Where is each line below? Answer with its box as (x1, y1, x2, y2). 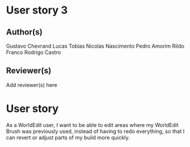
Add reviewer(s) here (6, 81, 58, 88)
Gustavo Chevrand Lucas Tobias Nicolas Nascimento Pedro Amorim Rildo (6, 42, 185, 49)
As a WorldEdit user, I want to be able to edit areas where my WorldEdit (6, 121, 179, 128)
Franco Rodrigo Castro (6, 49, 61, 56)
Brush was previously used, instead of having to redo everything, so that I (6, 128, 185, 135)
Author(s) (6, 27, 43, 37)
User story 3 (6, 4, 68, 17)
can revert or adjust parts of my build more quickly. (6, 133, 131, 141)
